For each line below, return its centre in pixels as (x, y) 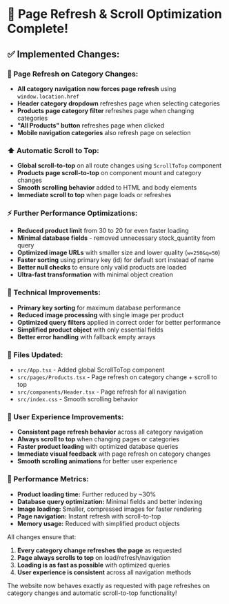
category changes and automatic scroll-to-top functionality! (92, 593)
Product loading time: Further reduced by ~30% (87, 494)
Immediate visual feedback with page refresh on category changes (114, 454)
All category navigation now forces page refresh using (97, 88)
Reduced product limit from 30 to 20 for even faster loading (103, 231)
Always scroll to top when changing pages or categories (98, 439)
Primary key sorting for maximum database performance (99, 308)
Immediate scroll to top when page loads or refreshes (94, 195)
